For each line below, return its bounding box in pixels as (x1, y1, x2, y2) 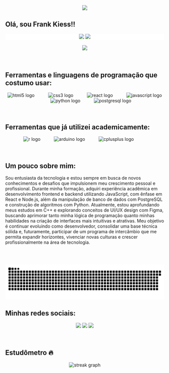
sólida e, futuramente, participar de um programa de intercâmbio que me (5, 229, 157, 235)
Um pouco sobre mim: (5, 162, 76, 170)
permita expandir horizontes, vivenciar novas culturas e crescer (5, 234, 138, 240)
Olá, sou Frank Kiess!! (5, 20, 76, 29)
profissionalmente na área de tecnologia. (5, 239, 90, 245)
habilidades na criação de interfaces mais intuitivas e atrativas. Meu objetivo (5, 218, 164, 224)
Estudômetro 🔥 (5, 348, 54, 357)
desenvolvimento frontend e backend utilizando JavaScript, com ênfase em (5, 191, 162, 197)
